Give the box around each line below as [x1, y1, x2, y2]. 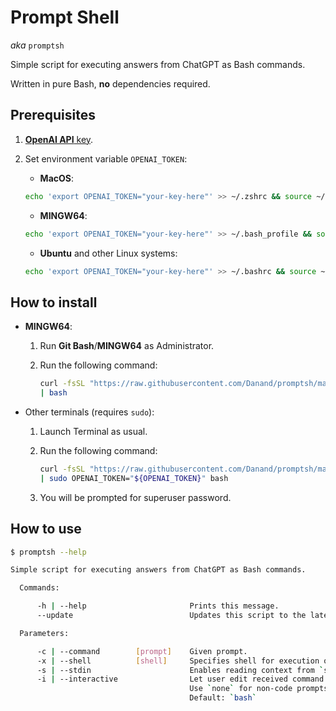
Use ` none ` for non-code [189, 684, 293, 694]
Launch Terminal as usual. [39, 425, 148, 437]
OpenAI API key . [24, 133, 94, 145]
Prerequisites [10, 107, 96, 124]
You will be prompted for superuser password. [39, 491, 232, 503]
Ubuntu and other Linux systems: [39, 247, 178, 259]
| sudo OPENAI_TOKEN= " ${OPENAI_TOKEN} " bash [39, 473, 229, 483]
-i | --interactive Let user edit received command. [36, 674, 329, 685]
